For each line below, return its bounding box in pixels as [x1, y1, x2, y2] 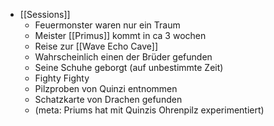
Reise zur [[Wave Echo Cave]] [34, 40, 159, 52]
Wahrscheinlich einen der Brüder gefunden [34, 51, 213, 63]
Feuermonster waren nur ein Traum [34, 19, 181, 31]
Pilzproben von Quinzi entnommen [34, 83, 178, 94]
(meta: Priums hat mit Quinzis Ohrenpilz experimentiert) [34, 104, 265, 116]
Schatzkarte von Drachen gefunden [34, 94, 183, 105]
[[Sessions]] [19, 9, 71, 20]
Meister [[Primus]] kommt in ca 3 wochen [34, 30, 207, 41]
